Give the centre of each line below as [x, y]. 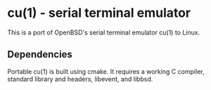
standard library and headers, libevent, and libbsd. [80, 79]
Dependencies [40, 54]
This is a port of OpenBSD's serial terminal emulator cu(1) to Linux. [104, 32]
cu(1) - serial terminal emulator [99, 13]
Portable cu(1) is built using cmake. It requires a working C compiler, [106, 71]
